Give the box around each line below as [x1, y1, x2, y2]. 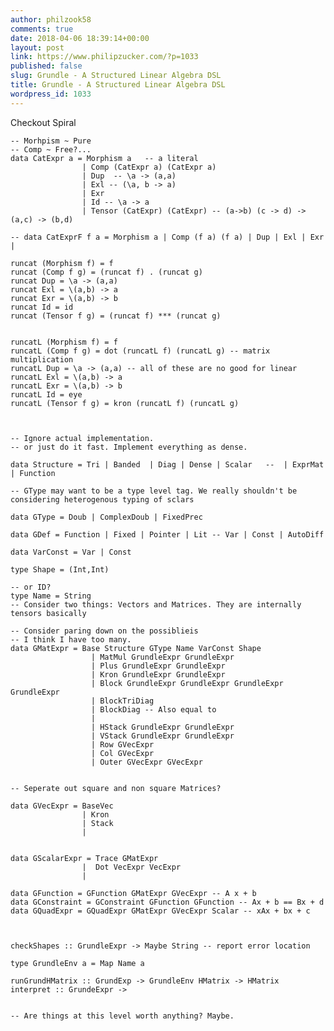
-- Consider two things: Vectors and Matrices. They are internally [10, 599, 302, 610]
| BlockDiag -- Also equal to [90, 704, 217, 715]
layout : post [10, 42, 65, 53]
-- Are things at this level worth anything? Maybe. [10, 1011, 235, 1021]
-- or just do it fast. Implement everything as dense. [10, 442, 248, 452]
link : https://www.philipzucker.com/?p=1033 [10, 52, 199, 62]
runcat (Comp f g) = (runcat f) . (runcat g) [10, 267, 203, 277]
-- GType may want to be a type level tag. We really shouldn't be [10, 486, 298, 496]
